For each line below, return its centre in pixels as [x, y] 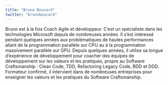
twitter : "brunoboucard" [31, 15]
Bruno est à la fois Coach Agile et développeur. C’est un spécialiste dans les [84, 29]
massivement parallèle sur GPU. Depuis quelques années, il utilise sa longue [84, 50]
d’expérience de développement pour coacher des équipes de [70, 55]
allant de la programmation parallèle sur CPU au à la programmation [75, 45]
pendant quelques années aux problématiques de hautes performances [79, 39]
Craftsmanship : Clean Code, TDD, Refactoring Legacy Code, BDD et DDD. [82, 66]
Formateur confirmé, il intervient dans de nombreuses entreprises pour [79, 71]
